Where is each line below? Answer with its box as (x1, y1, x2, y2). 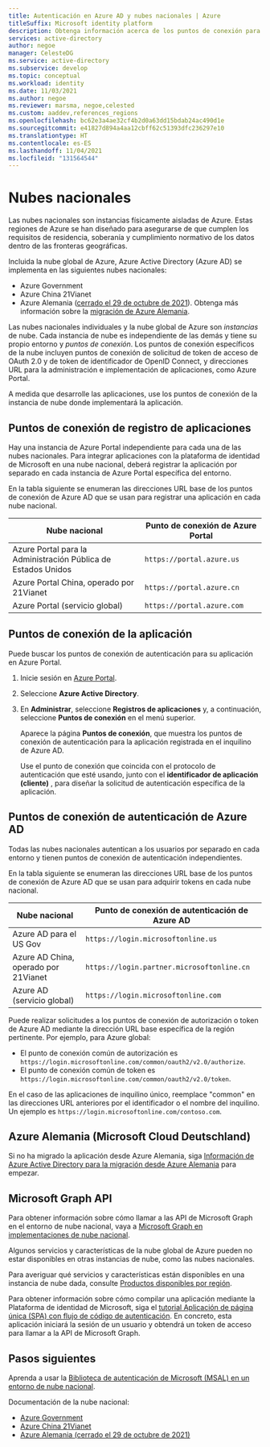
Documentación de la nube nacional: (8, 1397, 130, 1407)
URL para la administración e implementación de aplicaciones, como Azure (8, 365, 257, 375)
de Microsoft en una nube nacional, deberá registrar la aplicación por (8, 460, 238, 469)
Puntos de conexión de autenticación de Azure (8, 811, 247, 824)
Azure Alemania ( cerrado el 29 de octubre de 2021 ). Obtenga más (19, 298, 239, 308)
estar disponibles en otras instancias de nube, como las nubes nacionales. (8, 1254, 256, 1264)
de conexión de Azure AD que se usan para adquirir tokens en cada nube (8, 877, 252, 886)
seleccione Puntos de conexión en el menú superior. (19, 712, 196, 722)
